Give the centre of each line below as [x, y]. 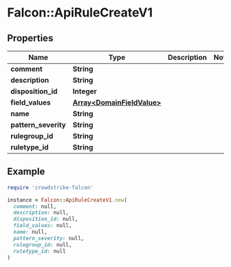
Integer [85, 91]
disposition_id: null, [46, 219]
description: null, [41, 213]
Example [26, 172]
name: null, [31, 232]
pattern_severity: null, [49, 238]
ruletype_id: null [40, 251]
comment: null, [35, 206]
